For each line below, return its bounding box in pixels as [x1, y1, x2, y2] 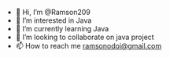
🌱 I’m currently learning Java [15, 24, 109, 33]
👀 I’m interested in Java [15, 16, 92, 25]
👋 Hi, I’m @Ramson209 [15, 8, 91, 16]
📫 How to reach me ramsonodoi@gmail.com [15, 42, 162, 50]
